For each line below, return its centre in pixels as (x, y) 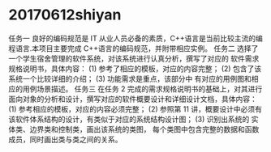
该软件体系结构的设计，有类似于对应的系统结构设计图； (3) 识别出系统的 (129, 119)
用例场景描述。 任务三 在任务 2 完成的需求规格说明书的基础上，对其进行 (142, 89)
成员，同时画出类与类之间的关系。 (65, 139)
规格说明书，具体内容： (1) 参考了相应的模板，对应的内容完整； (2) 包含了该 (135, 68)
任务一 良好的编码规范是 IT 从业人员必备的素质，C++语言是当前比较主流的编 (136, 38)
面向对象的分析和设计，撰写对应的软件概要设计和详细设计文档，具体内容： (133, 99)
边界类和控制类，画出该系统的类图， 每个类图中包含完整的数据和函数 (144, 129)
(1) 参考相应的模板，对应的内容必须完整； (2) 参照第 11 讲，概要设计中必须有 (135, 109)
